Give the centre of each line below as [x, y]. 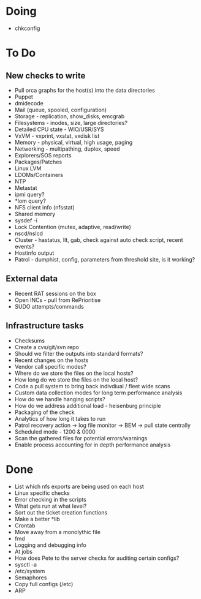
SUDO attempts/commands [49, 306]
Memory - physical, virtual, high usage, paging [74, 142]
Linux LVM [28, 168]
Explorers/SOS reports [43, 155]
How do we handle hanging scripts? [60, 399]
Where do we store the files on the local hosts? [74, 373]
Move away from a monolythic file [57, 532]
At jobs [24, 551]
